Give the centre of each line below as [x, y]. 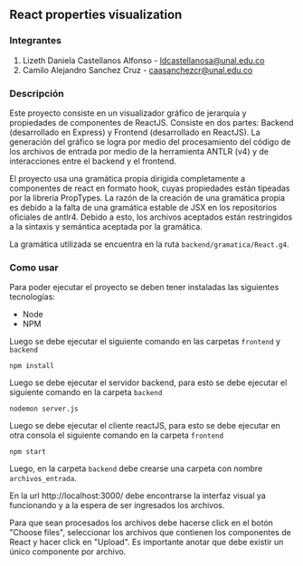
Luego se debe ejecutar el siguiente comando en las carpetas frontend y [145, 342]
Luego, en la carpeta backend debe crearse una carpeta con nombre [136, 468]
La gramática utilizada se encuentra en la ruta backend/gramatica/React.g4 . [149, 244]
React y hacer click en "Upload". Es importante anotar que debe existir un [147, 542]
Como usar [34, 268]
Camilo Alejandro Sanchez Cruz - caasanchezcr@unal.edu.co [137, 70]
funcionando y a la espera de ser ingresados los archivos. [117, 505]
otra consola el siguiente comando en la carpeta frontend [117, 435]
